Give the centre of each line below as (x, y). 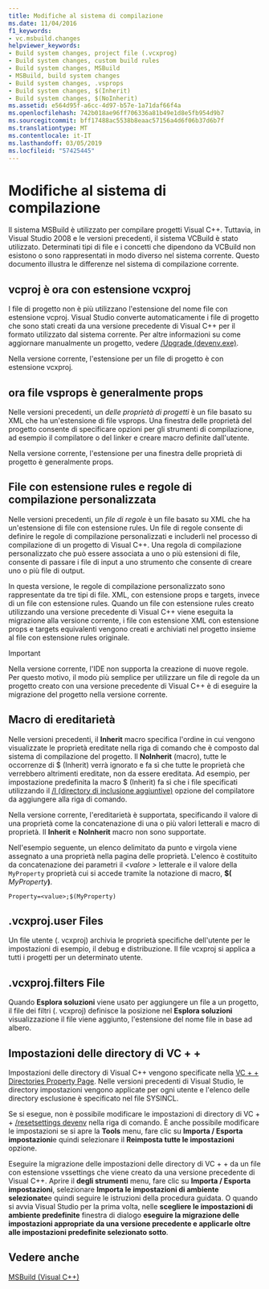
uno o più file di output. (47, 570)
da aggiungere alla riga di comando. (68, 799)
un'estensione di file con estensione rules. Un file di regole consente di (126, 528)
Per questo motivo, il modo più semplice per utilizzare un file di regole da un (134, 677)
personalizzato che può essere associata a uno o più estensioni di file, (124, 553)
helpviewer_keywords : (45, 46)
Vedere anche (44, 1258)
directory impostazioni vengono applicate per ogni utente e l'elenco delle (129, 1090)
